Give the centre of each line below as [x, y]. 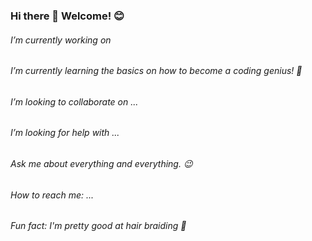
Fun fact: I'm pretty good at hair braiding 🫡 [98, 226]
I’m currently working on [61, 40]
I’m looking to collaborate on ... [74, 101]
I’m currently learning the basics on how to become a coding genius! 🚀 [156, 71]
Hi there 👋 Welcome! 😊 [67, 16]
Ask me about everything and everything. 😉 [101, 163]
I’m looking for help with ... [65, 133]
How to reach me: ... [52, 195]
